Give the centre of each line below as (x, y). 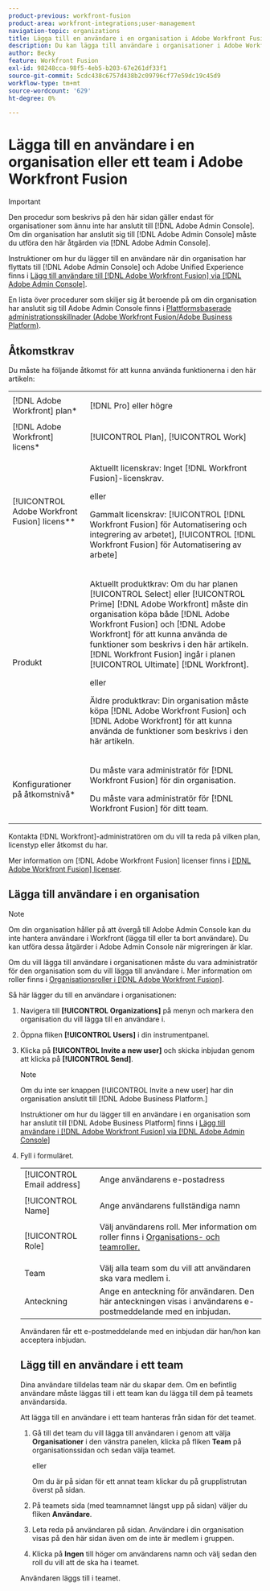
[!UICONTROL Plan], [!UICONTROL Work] (168, 437)
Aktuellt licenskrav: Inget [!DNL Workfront (168, 468)
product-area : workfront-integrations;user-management (102, 23)
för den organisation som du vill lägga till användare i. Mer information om (130, 971)
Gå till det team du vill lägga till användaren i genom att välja (131, 1433)
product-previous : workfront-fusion (70, 16)
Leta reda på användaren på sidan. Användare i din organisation (138, 1529)
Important (25, 201)
